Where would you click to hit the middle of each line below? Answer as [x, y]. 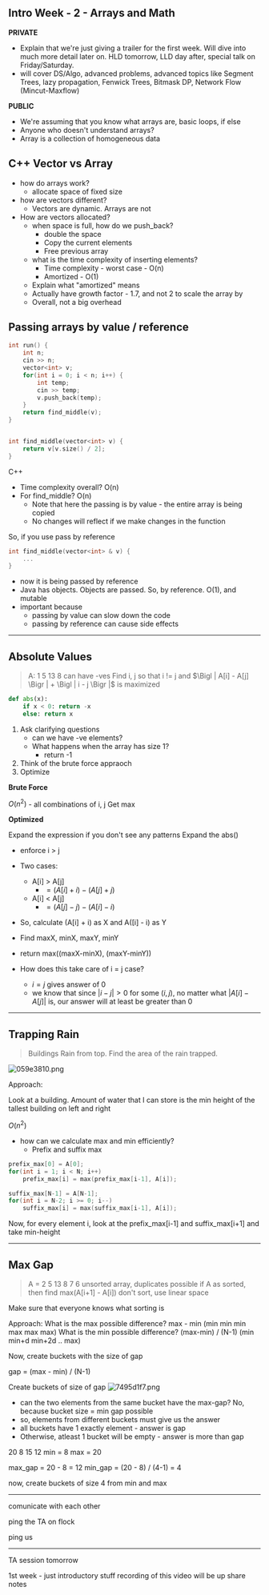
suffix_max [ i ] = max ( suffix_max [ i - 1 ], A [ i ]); [100, 1208]
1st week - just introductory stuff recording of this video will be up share [127, 1575]
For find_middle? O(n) [56, 495]
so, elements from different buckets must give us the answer [120, 1419]
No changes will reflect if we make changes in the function [128, 521]
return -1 [58, 755]
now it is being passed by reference [79, 581]
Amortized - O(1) [71, 276]
